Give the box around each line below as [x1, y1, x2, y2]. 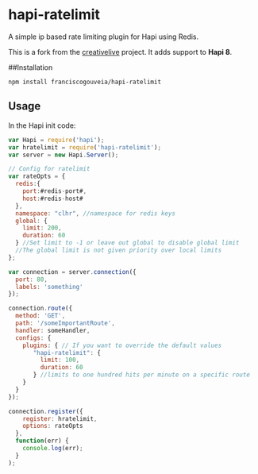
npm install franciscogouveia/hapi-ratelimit [8, 78, 161, 86]
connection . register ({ [8, 407, 83, 415]
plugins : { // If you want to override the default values [22, 341, 222, 349]
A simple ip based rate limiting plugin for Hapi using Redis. [8, 32, 199, 41]
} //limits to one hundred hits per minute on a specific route [33, 371, 250, 379]
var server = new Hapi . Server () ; [8, 151, 119, 159]
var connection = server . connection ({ [8, 268, 137, 276]
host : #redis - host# [22, 195, 83, 202]
